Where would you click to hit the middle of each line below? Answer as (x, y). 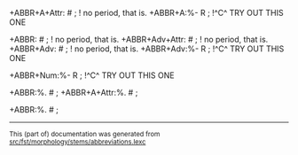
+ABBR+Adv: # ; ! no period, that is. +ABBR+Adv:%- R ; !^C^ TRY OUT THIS (147, 49)
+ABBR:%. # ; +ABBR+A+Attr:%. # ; (74, 93)
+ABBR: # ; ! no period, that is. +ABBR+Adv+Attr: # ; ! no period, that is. (139, 39)
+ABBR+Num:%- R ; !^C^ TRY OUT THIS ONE (92, 75)
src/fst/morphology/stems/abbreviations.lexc (78, 142)
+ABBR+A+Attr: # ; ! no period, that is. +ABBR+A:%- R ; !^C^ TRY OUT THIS (146, 13)
